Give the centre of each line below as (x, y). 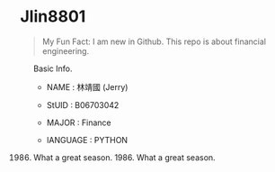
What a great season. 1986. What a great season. (124, 157)
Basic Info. (53, 68)
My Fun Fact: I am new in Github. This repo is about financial (154, 41)
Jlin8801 (53, 17)
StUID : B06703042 (83, 104)
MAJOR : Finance (79, 122)
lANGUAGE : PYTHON (87, 140)
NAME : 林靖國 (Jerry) (87, 86)
